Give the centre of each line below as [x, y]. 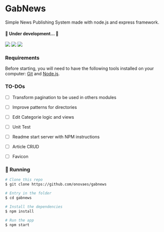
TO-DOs [15, 87]
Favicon [20, 157]
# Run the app [20, 220]
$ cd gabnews [18, 198]
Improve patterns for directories [45, 107]
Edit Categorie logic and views [43, 117]
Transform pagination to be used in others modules [64, 97]
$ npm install [20, 211]
